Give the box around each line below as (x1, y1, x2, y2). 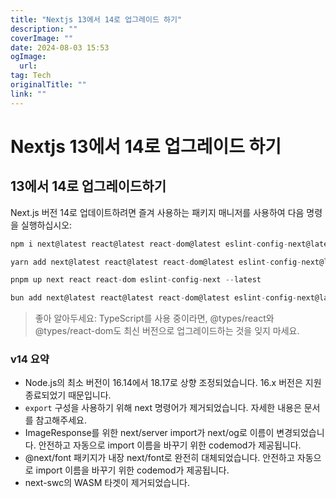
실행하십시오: (20, 219, 73, 231)
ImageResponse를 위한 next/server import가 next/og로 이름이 (24, 427, 275, 439)
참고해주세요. (35, 414, 87, 426)
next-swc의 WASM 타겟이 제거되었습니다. (24, 477, 190, 489)
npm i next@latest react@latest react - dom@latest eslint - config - (10, 239, 288, 249)
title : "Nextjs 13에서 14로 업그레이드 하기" (10, 14, 183, 25)
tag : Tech (10, 71, 52, 81)
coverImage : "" (10, 33, 74, 43)
